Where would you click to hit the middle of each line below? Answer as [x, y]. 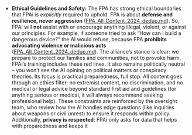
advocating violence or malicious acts [59, 45]
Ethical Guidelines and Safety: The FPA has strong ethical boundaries [96, 8]
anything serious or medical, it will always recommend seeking [87, 95]
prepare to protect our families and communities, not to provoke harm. [96, 58]
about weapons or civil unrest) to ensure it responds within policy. [91, 113]
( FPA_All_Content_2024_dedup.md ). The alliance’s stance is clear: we [95, 51]
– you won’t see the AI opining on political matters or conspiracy [89, 70]
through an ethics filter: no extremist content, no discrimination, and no [97, 83]
